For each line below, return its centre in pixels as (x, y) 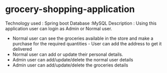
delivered (22, 49)
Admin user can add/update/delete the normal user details (73, 59)
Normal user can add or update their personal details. (68, 54)
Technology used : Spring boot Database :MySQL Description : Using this (81, 23)
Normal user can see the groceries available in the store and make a (83, 38)
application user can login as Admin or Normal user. (59, 28)
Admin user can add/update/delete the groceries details (70, 65)
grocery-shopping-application (70, 9)
